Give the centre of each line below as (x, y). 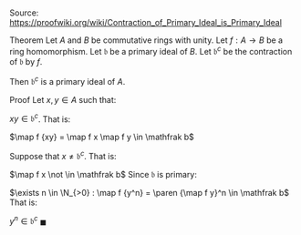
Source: (24, 13)
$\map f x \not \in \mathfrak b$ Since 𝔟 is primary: (104, 174)
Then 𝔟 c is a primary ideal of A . (67, 80)
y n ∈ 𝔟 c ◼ (28, 220)
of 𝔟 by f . (26, 61)
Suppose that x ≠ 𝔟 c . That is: (63, 155)
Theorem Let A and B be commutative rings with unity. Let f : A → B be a (146, 40)
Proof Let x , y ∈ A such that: (63, 99)
